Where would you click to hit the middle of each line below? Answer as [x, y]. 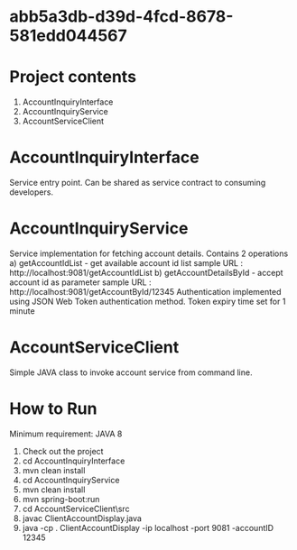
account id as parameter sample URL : [80, 282]
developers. [32, 192]
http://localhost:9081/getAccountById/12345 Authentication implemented [145, 292]
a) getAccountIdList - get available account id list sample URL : [126, 263]
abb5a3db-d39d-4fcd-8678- [121, 17]
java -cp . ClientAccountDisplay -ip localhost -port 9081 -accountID [148, 527]
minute [22, 311]
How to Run [53, 409]
